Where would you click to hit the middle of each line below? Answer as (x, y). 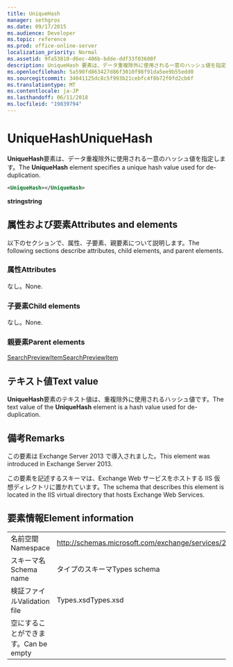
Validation (34, 601)
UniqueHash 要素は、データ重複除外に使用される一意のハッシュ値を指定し (113, 158)
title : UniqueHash (34, 14)
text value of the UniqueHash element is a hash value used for (96, 407)
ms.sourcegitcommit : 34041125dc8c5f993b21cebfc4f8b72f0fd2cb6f (101, 78)
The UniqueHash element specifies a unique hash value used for (111, 167)
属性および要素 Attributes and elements (93, 225)
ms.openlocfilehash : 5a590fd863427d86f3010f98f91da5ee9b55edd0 (101, 72)
